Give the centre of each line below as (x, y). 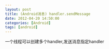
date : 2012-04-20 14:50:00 (32, 18)
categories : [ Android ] (28, 23)
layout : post (18, 9)
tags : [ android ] (21, 27)
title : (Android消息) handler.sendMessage (48, 14)
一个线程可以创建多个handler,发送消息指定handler (54, 42)
